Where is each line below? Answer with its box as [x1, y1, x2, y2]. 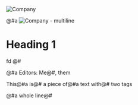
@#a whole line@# [6, 92, 52, 99]
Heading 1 [6, 38, 57, 52]
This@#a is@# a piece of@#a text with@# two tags [6, 80, 133, 87]
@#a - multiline [6, 17, 75, 24]
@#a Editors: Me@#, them [6, 69, 71, 76]
